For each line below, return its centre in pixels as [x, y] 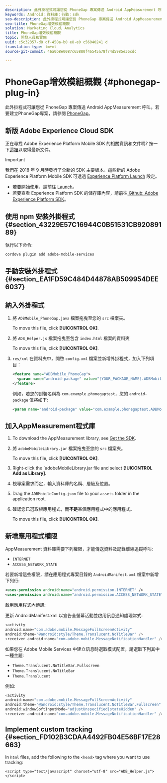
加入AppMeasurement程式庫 [50, 426]
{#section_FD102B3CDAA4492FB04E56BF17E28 [83, 737]
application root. [29, 499]
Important [15, 160]
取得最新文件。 [38, 150]
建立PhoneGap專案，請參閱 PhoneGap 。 [51, 113]
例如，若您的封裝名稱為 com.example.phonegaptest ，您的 [70, 393]
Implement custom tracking [49, 729]
